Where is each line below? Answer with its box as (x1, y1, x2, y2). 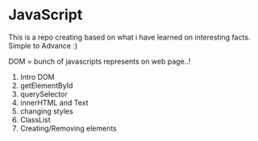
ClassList (19, 114, 51, 124)
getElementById (19, 81, 73, 90)
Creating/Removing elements (19, 123, 117, 133)
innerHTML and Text (19, 97, 89, 107)
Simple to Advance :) (8, 40, 78, 50)
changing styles (19, 106, 74, 116)
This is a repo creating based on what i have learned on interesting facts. (8, 32, 251, 42)
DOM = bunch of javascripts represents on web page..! (8, 56, 191, 66)
